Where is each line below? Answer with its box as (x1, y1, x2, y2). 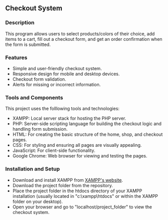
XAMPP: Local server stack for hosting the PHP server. (12, 116, 127, 122)
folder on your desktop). (12, 198, 63, 204)
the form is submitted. (5, 41, 51, 47)
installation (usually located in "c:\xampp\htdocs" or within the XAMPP (12, 193, 158, 199)
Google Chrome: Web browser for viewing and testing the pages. (12, 153, 147, 159)
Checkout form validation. (12, 76, 66, 82)
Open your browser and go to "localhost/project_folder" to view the (12, 204, 152, 210)
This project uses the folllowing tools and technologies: (5, 105, 120, 112)
